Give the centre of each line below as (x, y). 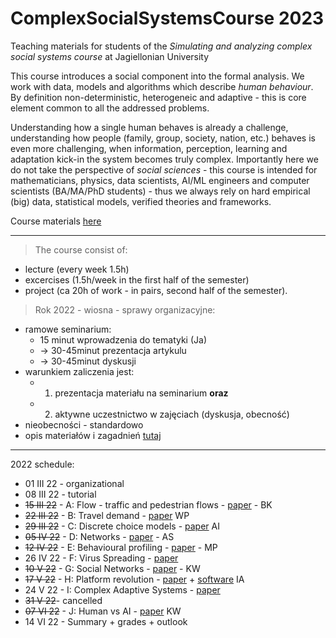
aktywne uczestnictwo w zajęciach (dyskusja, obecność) (172, 414)
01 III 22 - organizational (74, 483)
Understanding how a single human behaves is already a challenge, (149, 127)
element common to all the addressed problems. (110, 108)
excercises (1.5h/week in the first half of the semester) (137, 279)
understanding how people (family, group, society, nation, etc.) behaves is (163, 138)
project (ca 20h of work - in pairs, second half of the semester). (156, 290)
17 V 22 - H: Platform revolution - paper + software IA (134, 579)
